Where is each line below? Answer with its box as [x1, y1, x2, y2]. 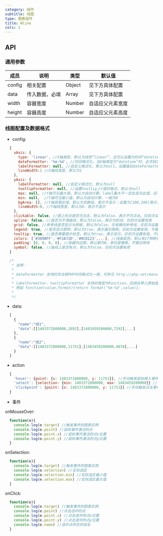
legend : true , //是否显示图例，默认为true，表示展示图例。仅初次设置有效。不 [14, 227, 155, 232]
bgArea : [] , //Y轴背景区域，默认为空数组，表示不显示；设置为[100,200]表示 [17, 200, 157, 205]
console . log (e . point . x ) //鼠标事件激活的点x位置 [14, 432, 107, 436]
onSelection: [5, 450, 31, 455]
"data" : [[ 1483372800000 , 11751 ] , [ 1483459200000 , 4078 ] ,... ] [17, 345, 138, 349]
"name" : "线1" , [17, 322, 46, 327]
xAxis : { [14, 150, 32, 155]
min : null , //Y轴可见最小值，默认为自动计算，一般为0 [17, 195, 118, 200]
